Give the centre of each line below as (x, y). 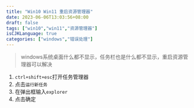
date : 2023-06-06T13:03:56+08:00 (47, 17)
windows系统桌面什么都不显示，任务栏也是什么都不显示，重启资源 (102, 57)
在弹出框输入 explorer (41, 92)
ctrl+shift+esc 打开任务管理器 (52, 77)
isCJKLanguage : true (32, 34)
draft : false (22, 23)
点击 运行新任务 (31, 84)
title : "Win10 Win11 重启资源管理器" (50, 12)
